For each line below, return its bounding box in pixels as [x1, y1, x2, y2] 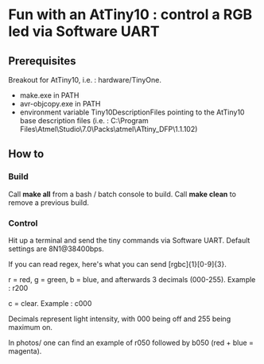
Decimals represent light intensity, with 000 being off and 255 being [8, 314, 231, 323]
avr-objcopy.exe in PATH [19, 99, 101, 108]
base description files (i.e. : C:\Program [19, 116, 149, 125]
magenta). [8, 346, 42, 355]
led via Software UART [8, 22, 161, 41]
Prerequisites [8, 54, 76, 68]
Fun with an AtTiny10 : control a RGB [8, 6, 253, 24]
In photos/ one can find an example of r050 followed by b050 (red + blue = [8, 338, 254, 347]
